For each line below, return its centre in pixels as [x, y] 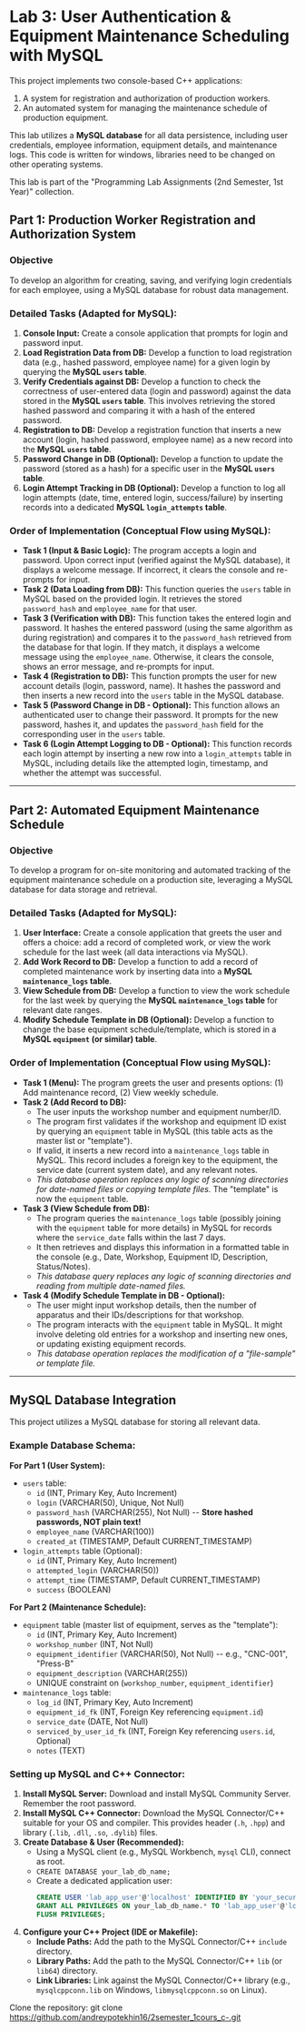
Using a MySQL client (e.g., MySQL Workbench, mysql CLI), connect [163, 1851]
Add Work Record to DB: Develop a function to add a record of [140, 962]
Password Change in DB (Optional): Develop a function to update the [153, 459]
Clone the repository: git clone [66, 2007]
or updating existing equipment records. [111, 1343]
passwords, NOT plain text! [89, 1521]
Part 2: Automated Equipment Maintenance [135, 810]
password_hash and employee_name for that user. [110, 609]
